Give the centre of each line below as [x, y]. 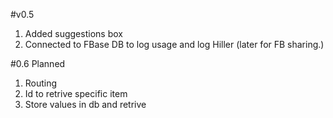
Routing [41, 83]
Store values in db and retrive [85, 104]
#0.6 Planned [38, 63]
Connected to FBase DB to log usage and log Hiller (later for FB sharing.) [174, 44]
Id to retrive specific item [76, 93]
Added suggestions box [73, 33]
